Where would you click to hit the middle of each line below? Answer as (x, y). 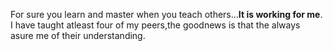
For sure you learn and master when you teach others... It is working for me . (166, 14)
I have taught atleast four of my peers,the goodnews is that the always (155, 25)
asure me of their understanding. (78, 35)
